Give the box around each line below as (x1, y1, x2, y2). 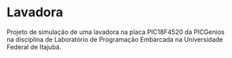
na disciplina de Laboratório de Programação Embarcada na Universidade (6, 35, 223, 43)
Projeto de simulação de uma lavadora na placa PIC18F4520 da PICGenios (6, 28, 225, 36)
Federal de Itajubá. (6, 42, 62, 51)
